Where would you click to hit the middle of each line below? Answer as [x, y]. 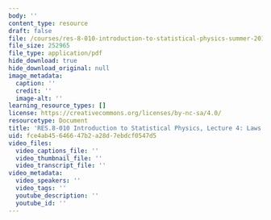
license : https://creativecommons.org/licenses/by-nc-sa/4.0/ [115, 114]
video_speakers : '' [48, 181]
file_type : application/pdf [56, 53]
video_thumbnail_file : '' [59, 158]
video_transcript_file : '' [61, 166]
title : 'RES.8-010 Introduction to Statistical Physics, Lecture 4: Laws [135, 128]
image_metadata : [35, 76]
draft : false [30, 31]
